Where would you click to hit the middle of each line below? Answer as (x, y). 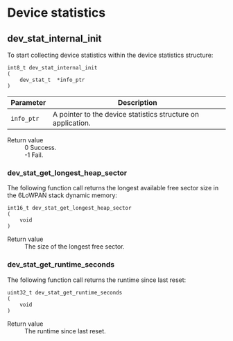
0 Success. (41, 148)
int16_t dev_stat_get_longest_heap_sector (69, 208)
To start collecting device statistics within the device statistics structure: (110, 55)
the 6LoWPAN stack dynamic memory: (62, 195)
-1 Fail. (34, 155)
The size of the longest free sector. (75, 247)
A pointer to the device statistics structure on (126, 114)
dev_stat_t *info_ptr (52, 80)
